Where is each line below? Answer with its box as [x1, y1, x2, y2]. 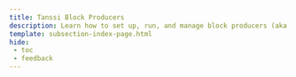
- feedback [12, 54, 53, 63]
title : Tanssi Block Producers [9, 12, 125, 22]
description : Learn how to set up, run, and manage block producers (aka [9, 21, 288, 30]
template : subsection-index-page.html [9, 29, 152, 38]
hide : [9, 37, 29, 47]
